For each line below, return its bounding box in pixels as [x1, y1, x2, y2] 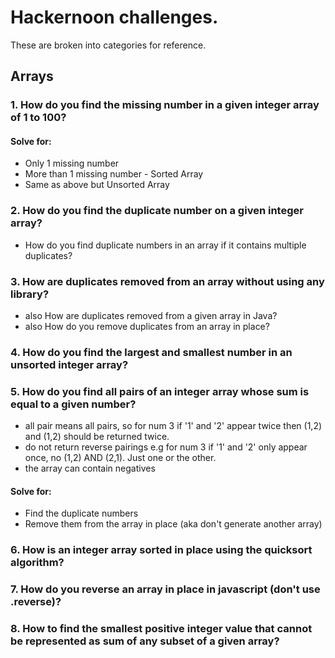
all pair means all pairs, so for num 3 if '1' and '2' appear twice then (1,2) [24, 420, 323, 432]
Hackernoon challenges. [10, 6, 219, 29]
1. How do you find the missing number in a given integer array [10, 98, 320, 112]
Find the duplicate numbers [24, 507, 139, 520]
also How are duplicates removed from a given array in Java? [24, 310, 278, 322]
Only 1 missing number [24, 157, 120, 170]
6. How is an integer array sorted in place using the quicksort [10, 543, 313, 557]
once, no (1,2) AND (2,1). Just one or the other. [24, 452, 217, 464]
